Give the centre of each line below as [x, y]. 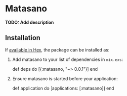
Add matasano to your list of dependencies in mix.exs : [67, 59]
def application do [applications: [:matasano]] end [63, 88]
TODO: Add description [30, 22]
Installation [23, 38]
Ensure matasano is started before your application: [65, 78]
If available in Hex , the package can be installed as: [57, 49]
